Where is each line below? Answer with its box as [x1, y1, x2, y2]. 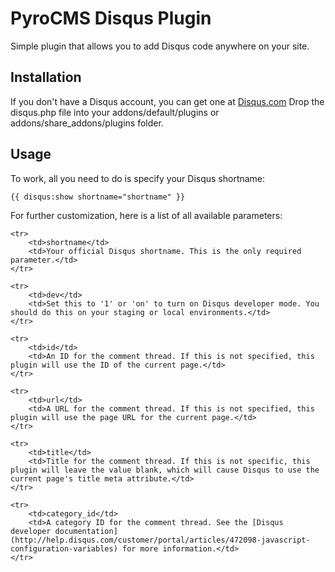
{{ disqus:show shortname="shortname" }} [10, 192, 186, 202]
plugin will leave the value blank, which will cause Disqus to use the [10, 465, 320, 475]
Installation [10, 69, 82, 86]
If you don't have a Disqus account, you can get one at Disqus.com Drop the [10, 95, 325, 107]
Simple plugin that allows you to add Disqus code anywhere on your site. [10, 40, 310, 52]
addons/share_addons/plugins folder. [10, 117, 164, 129]
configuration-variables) [10, 543, 118, 554]
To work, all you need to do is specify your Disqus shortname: [10, 172, 266, 184]
